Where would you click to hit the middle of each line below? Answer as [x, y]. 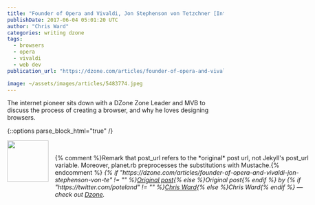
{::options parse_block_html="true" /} [60, 131]
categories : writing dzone [46, 33]
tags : [15, 39]
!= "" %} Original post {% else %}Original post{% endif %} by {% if [207, 180]
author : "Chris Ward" [38, 26]
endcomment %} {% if [86, 173]
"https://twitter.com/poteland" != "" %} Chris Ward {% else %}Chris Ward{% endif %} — [179, 187]
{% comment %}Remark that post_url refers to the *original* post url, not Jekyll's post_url [182, 158]
